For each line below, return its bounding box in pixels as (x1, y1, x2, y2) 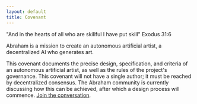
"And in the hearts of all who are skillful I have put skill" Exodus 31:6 (6, 30, 172, 37)
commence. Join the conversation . (6, 92, 91, 99)
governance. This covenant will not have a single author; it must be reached (6, 73, 192, 80)
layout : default (6, 8, 46, 15)
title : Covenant (6, 14, 46, 20)
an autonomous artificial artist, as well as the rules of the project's (6, 66, 167, 73)
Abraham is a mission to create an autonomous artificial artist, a (6, 42, 162, 49)
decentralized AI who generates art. (6, 48, 94, 55)
